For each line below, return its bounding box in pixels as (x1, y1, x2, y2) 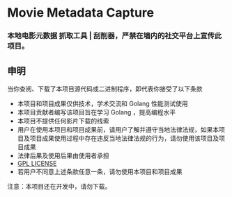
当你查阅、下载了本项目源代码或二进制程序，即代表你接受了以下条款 (7, 85, 203, 93)
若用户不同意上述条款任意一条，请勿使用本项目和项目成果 (17, 167, 183, 175)
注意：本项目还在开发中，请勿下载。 (7, 182, 111, 190)
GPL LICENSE (17, 159, 57, 167)
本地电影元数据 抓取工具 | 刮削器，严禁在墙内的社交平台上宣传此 (7, 31, 222, 41)
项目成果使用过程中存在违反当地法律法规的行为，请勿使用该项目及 (29, 134, 219, 142)
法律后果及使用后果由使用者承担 (17, 151, 109, 160)
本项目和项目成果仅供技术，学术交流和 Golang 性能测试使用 (17, 99, 188, 108)
